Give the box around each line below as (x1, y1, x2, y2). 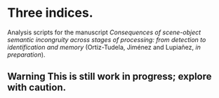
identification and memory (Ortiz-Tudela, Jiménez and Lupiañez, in (7, 43, 201, 51)
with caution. (7, 82, 67, 94)
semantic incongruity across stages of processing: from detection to (7, 35, 206, 43)
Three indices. (7, 5, 93, 21)
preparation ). (7, 50, 46, 59)
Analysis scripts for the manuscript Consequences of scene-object (7, 28, 201, 36)
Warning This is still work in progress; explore (7, 71, 212, 83)
